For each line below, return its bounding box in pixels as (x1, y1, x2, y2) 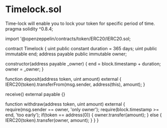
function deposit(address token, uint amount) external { (5, 76, 122, 82)
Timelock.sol (5, 4, 62, 15)
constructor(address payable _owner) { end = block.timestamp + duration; (5, 60, 161, 67)
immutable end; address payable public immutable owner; (5, 51, 127, 57)
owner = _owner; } (5, 66, 44, 72)
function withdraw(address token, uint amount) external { (5, 101, 126, 107)
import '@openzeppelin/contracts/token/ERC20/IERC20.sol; (5, 36, 131, 42)
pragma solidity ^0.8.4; (5, 25, 53, 31)
